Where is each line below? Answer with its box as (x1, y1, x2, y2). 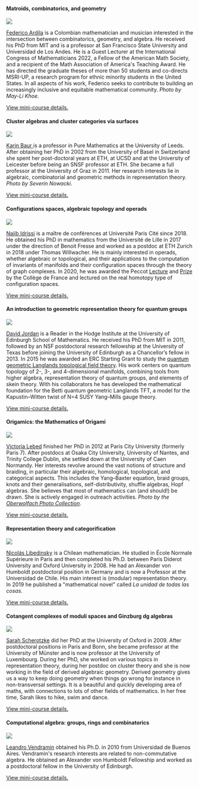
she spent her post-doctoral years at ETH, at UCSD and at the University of (6, 155, 190, 162)
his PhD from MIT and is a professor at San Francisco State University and (6, 42, 188, 49)
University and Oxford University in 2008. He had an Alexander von (6, 562, 171, 569)
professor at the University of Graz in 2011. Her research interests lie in (6, 167, 179, 175)
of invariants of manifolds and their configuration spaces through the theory (6, 261, 192, 268)
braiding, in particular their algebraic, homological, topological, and (6, 468, 170, 475)
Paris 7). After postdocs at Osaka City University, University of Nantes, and (6, 449, 189, 456)
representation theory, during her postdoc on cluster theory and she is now (6, 662, 190, 670)
